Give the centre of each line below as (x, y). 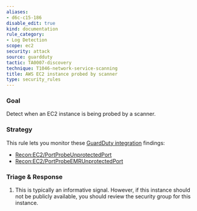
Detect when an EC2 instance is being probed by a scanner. (81, 114)
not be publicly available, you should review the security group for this (103, 196)
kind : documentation (32, 29)
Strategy (19, 130)
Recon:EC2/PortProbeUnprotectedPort (63, 155)
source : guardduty (29, 57)
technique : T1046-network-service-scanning (62, 68)
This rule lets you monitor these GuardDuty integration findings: (86, 142)
